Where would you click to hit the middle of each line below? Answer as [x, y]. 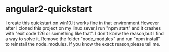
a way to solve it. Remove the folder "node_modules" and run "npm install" [83, 39]
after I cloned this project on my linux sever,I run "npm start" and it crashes [83, 28]
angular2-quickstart [49, 9]
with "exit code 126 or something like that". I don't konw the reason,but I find [84, 33]
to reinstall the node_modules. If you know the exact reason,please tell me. [83, 44]
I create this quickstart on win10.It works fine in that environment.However [82, 23]
